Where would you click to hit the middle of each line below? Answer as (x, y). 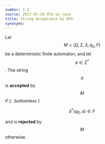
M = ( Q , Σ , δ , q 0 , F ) (82, 46)
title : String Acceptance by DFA (39, 19)
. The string (17, 70)
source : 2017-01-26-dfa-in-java (38, 14)
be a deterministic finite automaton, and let (48, 54)
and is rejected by (23, 122)
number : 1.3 (17, 10)
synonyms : (15, 23)
